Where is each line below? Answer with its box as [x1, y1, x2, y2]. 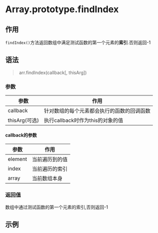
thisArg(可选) [8, 117, 39, 124]
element [8, 156, 27, 163]
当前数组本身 [32, 175, 63, 182]
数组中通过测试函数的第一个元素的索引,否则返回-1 [5, 204, 108, 210]
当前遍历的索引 [32, 165, 68, 173]
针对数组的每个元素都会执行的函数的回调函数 [44, 108, 151, 115]
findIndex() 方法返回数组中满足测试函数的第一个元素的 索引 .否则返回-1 [5, 40, 151, 45]
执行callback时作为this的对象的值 [44, 117, 124, 124]
